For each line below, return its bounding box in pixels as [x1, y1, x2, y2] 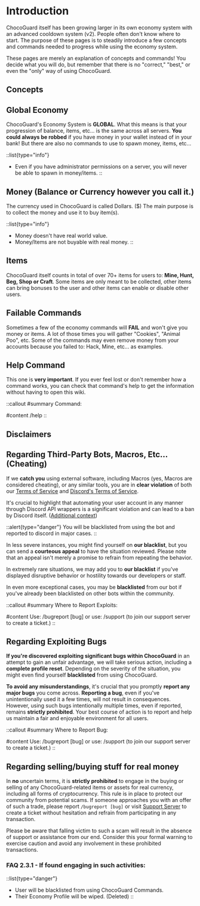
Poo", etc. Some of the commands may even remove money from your [6, 336, 179, 344]
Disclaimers [6, 429, 52, 439]
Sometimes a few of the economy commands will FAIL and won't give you [6, 324, 188, 331]
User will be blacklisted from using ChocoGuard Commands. [14, 886, 164, 893]
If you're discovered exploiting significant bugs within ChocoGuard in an [6, 653, 190, 660]
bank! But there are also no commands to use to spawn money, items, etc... [6, 140, 192, 147]
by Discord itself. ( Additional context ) [6, 512, 97, 519]
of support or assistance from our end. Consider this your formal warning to [6, 834, 193, 841]
